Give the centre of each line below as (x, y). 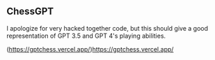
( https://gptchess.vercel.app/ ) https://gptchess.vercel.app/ (90, 49)
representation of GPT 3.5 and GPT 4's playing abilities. (86, 36)
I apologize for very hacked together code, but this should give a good (107, 28)
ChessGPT (30, 12)
